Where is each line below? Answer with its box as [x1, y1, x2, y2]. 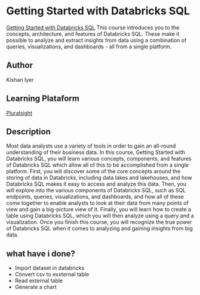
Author [6, 60, 33, 70]
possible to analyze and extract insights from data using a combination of [6, 36, 187, 44]
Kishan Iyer [6, 76, 34, 83]
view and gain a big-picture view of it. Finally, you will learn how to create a [6, 206, 192, 213]
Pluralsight [6, 109, 33, 116]
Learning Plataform [6, 94, 79, 104]
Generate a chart [14, 284, 57, 291]
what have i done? [6, 248, 76, 259]
